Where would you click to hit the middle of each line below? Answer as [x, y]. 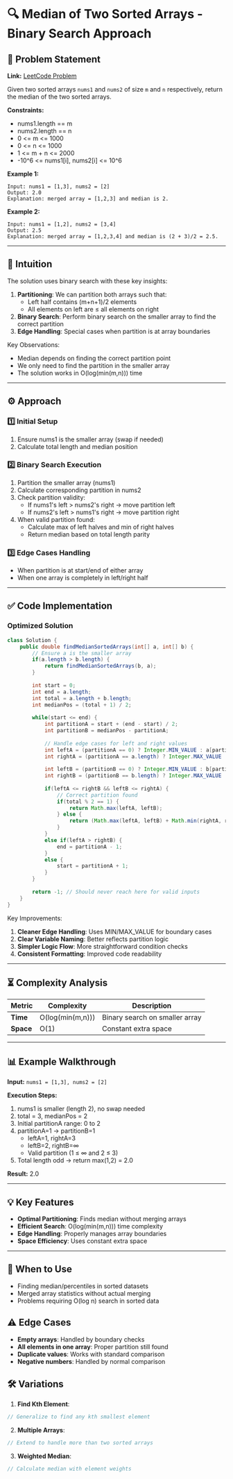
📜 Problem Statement [54, 59]
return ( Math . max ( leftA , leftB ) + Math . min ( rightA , [145, 821]
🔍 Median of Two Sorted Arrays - [105, 14]
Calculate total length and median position [77, 446]
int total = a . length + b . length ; [82, 698]
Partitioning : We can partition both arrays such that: [92, 294]
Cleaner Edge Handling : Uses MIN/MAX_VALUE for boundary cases [114, 931]
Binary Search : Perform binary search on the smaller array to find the [116, 316]
